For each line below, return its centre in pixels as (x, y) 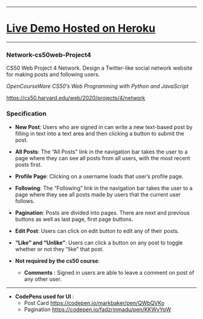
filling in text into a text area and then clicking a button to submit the (99, 133)
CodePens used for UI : (44, 296)
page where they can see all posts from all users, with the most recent (102, 158)
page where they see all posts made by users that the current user (98, 194)
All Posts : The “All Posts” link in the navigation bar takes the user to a (101, 152)
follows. (25, 201)
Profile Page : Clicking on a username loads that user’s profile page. (99, 176)
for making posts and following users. (53, 75)
